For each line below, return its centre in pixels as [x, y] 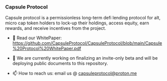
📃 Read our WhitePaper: [37, 38]
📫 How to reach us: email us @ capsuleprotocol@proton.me [75, 74]
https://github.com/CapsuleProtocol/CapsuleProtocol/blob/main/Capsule [87, 43]
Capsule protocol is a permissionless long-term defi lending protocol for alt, [83, 18]
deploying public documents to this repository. [60, 64]
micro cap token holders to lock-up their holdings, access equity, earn [77, 23]
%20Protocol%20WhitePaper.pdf [47, 49]
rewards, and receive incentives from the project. [56, 28]
